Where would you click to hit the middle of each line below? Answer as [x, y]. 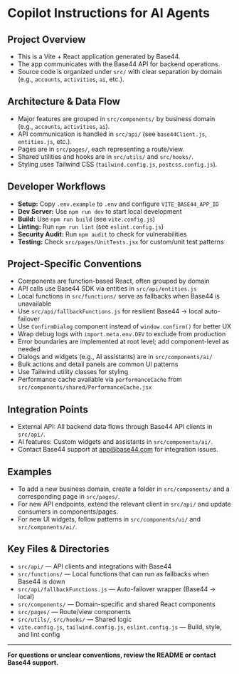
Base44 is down [41, 581]
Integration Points [48, 409]
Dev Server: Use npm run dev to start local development [100, 211]
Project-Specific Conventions [75, 264]
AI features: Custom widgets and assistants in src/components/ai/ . [115, 442]
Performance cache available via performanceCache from [100, 380]
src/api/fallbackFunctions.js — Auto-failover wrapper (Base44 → [117, 589]
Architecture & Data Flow [64, 102]
